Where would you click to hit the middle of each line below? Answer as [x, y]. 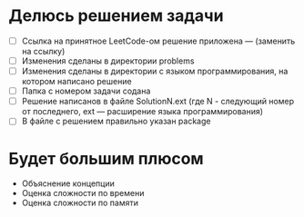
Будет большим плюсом [106, 158]
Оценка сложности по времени [83, 193]
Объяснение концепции [68, 183]
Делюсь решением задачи [116, 16]
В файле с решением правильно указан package [116, 121]
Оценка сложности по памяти [80, 203]
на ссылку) [43, 51]
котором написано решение [77, 82]
